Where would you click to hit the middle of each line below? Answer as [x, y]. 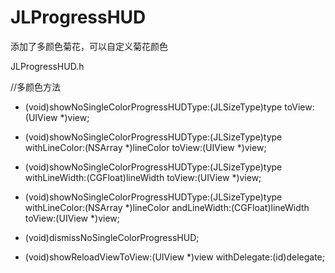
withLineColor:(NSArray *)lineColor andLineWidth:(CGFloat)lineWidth [167, 207]
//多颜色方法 [36, 87]
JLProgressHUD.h [47, 66]
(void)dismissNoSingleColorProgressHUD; [112, 237]
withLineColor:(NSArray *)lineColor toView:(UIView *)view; [145, 147]
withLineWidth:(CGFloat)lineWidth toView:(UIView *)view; [143, 177]
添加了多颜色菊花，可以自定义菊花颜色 [89, 46]
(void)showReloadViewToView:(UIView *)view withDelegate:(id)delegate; [175, 257]
